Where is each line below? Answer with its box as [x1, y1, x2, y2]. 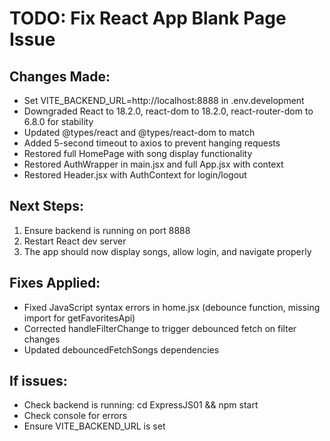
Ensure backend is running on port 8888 [23, 224, 191, 236]
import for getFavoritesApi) [23, 312, 136, 324]
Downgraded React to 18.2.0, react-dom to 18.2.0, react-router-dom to [23, 105, 314, 117]
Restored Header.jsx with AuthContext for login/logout [23, 169, 247, 181]
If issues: [9, 373, 68, 390]
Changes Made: [9, 68, 111, 85]
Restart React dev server [23, 235, 127, 247]
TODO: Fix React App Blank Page [9, 7, 287, 30]
